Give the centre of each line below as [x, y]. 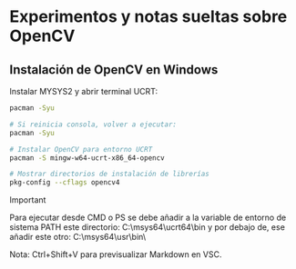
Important [28, 200]
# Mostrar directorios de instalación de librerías [109, 174]
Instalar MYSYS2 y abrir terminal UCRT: [84, 91]
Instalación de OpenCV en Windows [114, 70]
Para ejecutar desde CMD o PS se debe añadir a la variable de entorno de [148, 218]
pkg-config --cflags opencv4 [65, 183]
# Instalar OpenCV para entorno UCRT [81, 149]
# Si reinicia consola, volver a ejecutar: [93, 125]
